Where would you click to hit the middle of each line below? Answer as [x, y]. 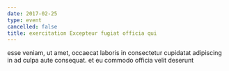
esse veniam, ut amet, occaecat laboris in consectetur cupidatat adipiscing [115, 53]
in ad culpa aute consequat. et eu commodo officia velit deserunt [101, 61]
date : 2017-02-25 [32, 14]
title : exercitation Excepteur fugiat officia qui [82, 33]
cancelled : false [32, 26]
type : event [24, 20]
